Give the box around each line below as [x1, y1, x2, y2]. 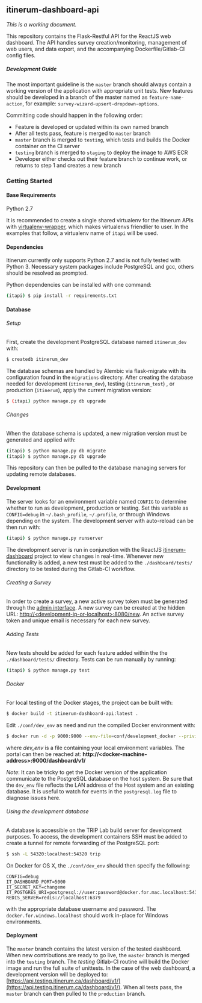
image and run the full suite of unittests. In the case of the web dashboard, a [6, 964, 195, 972]
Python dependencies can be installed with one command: [6, 281, 152, 289]
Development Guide [6, 66, 57, 73]
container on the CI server [14, 142, 80, 149]
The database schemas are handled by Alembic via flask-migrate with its [6, 367, 186, 374]
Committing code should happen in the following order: [6, 111, 143, 119]
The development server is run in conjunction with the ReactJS [6, 546, 162, 553]
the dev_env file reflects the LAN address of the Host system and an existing [6, 781, 194, 789]
